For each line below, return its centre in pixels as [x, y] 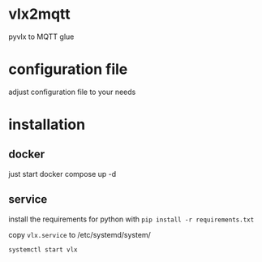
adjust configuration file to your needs [72, 92]
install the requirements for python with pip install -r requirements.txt [131, 219]
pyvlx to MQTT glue [41, 37]
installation [47, 125]
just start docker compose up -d [62, 174]
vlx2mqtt [39, 14]
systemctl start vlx [43, 249]
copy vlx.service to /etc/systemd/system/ [80, 234]
